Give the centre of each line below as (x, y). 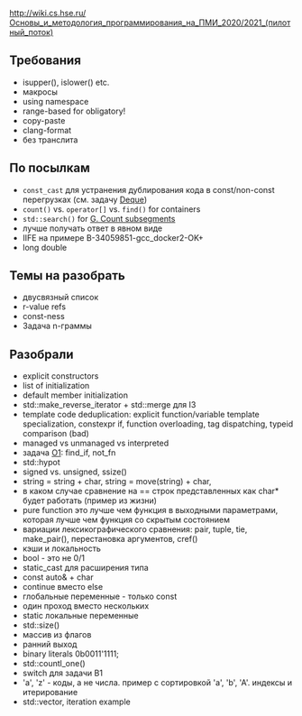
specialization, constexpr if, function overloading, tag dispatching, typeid (158, 424)
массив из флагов (57, 635)
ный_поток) (32, 32)
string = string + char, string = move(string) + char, (117, 482)
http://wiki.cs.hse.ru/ (48, 13)
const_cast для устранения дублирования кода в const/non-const (148, 189)
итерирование (50, 693)
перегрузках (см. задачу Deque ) (85, 199)
